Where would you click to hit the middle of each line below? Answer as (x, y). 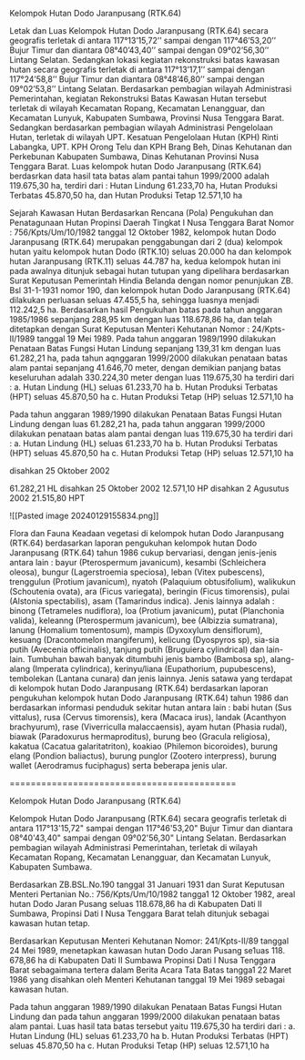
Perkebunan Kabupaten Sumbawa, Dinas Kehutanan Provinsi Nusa (134, 157)
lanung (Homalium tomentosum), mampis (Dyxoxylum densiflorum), (136, 630)
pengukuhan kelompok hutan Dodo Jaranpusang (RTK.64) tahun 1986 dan (149, 698)
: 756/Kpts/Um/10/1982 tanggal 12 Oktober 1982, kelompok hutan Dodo (143, 232)
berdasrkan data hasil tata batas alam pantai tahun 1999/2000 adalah (140, 176)
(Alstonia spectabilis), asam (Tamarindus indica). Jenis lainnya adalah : (142, 601)
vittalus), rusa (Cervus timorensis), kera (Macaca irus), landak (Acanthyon (148, 717)
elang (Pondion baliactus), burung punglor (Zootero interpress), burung (143, 756)
